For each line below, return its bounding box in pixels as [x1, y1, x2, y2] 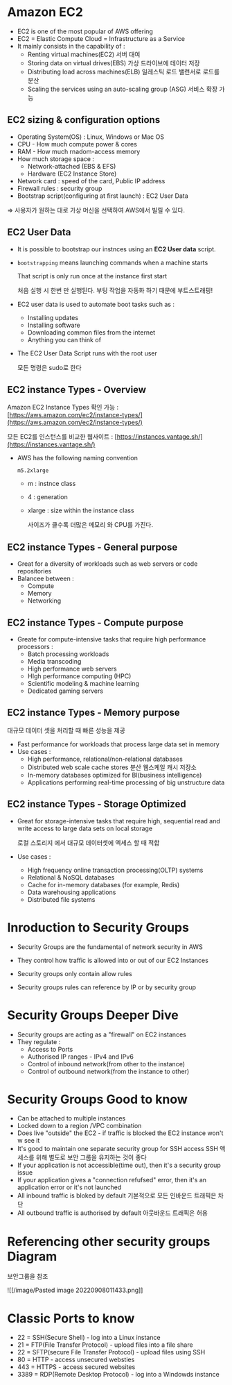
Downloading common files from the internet [27, 328, 156, 337]
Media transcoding [27, 657, 82, 665]
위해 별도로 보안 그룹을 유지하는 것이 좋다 [35, 1153, 147, 1161]
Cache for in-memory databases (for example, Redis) [27, 880, 180, 889]
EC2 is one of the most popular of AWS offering [17, 27, 154, 35]
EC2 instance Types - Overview [7, 383, 147, 396]
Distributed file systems [27, 895, 96, 903]
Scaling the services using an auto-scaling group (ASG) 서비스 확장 [27, 85, 218, 93]
